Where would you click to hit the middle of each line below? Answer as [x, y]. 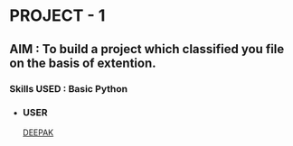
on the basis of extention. [83, 63]
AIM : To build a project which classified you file [147, 49]
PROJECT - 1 [57, 16]
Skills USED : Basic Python [69, 88]
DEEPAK [38, 132]
